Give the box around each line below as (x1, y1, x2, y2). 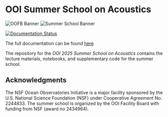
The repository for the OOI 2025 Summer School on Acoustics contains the (5, 50, 163, 56)
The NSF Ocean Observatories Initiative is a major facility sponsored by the (5, 89, 163, 96)
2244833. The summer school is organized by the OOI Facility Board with (5, 100, 159, 106)
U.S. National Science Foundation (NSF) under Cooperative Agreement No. (5, 95, 162, 101)
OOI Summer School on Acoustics (5, 4, 152, 15)
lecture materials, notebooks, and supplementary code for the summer (5, 55, 154, 62)
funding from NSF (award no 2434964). (5, 106, 89, 112)
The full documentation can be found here (5, 40, 94, 46)
